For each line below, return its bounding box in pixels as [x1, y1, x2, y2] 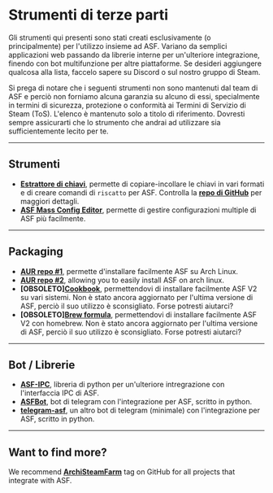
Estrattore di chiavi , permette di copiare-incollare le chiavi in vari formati [19, 179, 265, 189]
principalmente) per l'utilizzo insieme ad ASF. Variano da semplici [8, 41, 227, 50]
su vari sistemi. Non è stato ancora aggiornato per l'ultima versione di [19, 292, 253, 302]
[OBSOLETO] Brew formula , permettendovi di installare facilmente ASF [19, 309, 258, 319]
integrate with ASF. [8, 476, 72, 486]
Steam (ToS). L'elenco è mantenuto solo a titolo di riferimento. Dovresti [8, 108, 245, 119]
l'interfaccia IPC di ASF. [19, 388, 100, 398]
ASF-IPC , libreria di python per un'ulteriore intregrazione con [19, 380, 225, 390]
